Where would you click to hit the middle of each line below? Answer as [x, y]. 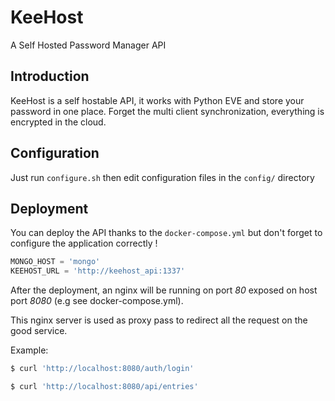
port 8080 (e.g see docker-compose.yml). [97, 301]
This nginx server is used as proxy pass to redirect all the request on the [159, 320]
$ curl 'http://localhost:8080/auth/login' [102, 369]
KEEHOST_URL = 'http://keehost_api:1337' [98, 271]
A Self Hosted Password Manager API [88, 45]
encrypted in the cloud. [58, 122]
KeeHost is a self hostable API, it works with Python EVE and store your [157, 100]
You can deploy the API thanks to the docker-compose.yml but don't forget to [166, 233]
